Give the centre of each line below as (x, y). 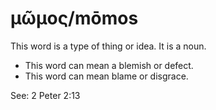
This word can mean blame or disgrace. (106, 76)
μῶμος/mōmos (74, 18)
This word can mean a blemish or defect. (109, 65)
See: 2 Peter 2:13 (45, 95)
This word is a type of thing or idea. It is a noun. (108, 46)
